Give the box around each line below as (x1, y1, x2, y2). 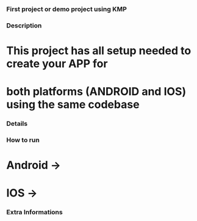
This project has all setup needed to (6, 44, 192, 58)
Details (6, 120, 28, 128)
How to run (6, 136, 40, 145)
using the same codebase (6, 98, 140, 112)
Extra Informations (6, 208, 63, 217)
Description (6, 21, 42, 29)
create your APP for (6, 57, 108, 71)
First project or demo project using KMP (6, 5, 127, 13)
